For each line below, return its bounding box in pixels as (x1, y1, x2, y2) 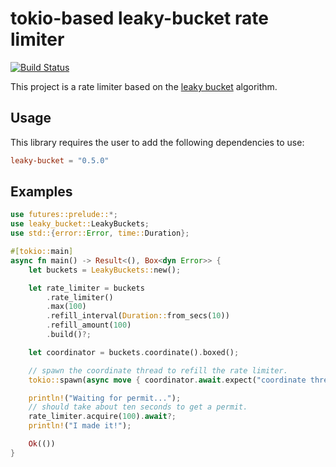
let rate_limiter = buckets (28, 283, 145, 293)
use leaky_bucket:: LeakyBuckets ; (10, 219, 150, 229)
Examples (10, 183, 73, 201)
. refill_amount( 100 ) (46, 320, 132, 331)
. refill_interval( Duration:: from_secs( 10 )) (46, 311, 230, 321)
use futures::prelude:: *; (10, 210, 118, 220)
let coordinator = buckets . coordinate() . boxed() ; (28, 347, 240, 357)
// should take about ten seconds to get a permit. (28, 402, 248, 412)
